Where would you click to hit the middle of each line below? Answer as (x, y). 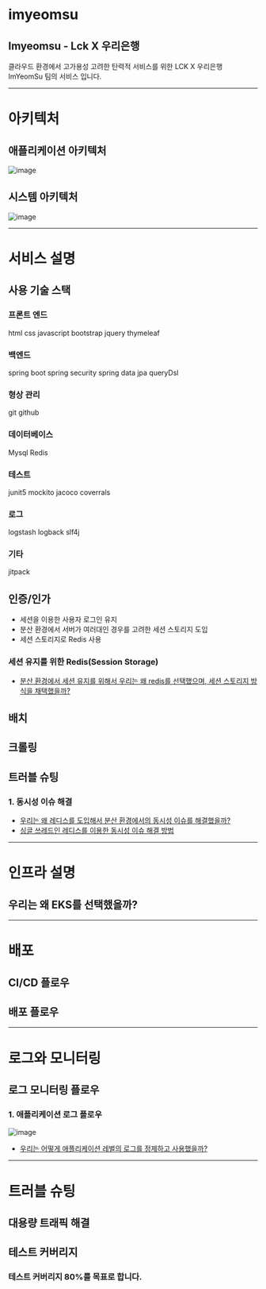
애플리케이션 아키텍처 (57, 151)
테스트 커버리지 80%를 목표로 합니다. (75, 1277)
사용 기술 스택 (40, 290)
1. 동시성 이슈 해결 (40, 801)
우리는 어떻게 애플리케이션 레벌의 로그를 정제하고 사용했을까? (114, 1148)
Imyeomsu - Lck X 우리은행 (74, 46)
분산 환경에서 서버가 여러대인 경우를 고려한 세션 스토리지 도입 (114, 630)
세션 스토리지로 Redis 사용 (60, 639)
